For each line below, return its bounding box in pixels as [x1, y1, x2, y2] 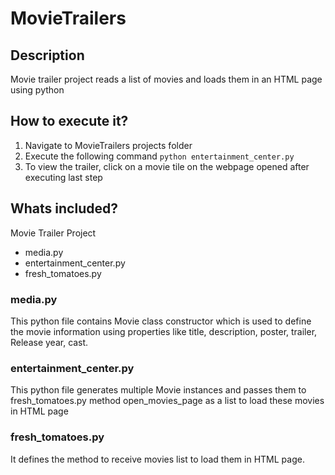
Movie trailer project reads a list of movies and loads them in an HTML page [10, 73, 323, 85]
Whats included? [10, 200, 118, 217]
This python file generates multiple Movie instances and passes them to [10, 384, 307, 396]
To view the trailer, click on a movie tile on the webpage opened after [24, 160, 310, 172]
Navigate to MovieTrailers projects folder [24, 139, 193, 151]
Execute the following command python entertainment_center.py [24, 150, 295, 162]
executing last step [24, 171, 103, 183]
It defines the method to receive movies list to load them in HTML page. [10, 453, 305, 465]
